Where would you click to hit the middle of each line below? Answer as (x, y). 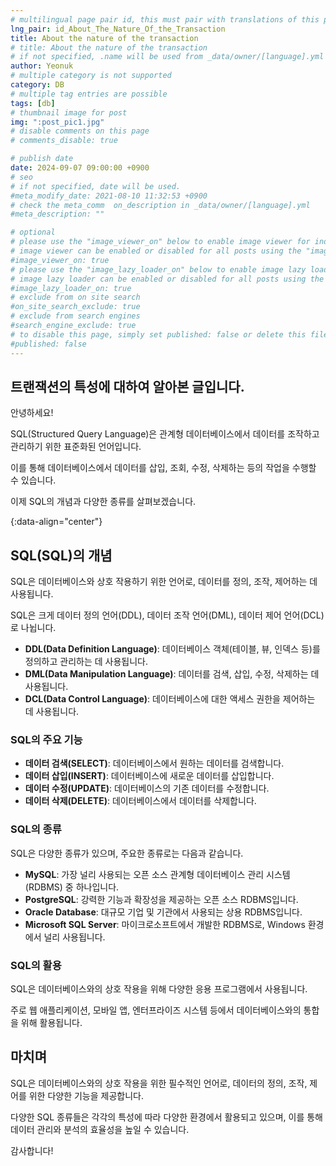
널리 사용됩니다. (74, 937)
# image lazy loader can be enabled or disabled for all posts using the (167, 279)
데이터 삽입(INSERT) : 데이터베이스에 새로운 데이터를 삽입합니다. (149, 776)
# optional (33, 232)
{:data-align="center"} (56, 522)
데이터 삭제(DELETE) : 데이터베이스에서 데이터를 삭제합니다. (140, 801)
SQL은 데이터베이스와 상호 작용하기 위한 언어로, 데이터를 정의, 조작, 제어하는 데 (164, 582)
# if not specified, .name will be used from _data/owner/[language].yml (167, 57)
